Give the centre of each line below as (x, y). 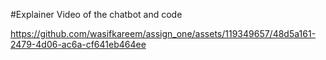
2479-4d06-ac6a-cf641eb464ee (78, 44)
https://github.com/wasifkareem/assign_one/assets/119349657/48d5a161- (163, 33)
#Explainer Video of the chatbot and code (96, 14)
